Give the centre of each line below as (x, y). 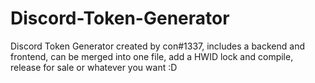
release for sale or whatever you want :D (94, 67)
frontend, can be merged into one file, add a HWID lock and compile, (152, 56)
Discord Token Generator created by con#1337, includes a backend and (157, 46)
